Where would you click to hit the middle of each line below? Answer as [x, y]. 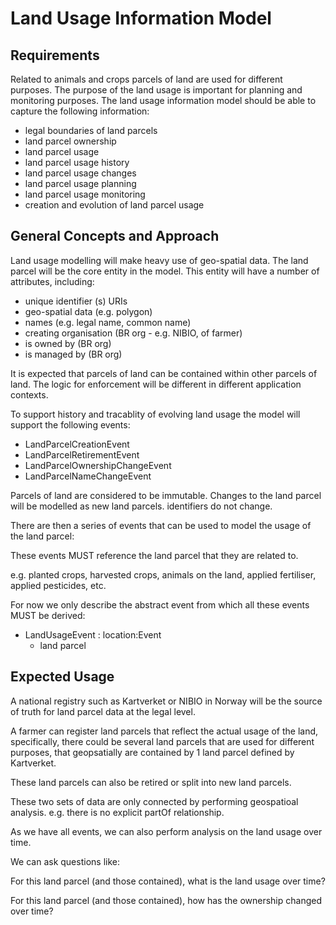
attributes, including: [52, 281]
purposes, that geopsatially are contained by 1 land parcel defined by [152, 752]
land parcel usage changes [80, 173]
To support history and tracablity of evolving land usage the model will [155, 414]
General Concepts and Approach [115, 236]
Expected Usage [62, 677]
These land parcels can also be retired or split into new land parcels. [151, 782]
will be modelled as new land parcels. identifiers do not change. [141, 506]
